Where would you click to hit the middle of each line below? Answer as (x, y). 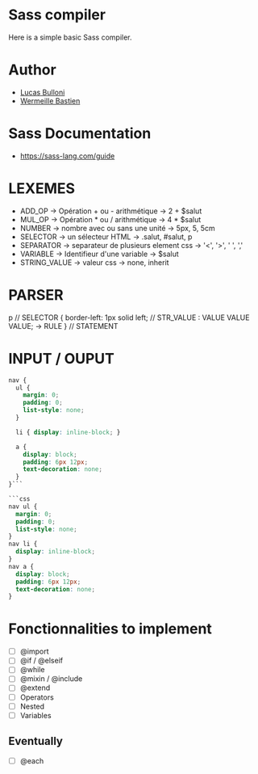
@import (34, 651)
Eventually (35, 741)
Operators (37, 697)
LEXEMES (42, 188)
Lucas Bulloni (42, 92)
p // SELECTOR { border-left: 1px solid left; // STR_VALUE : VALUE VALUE (129, 318)
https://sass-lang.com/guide (67, 156)
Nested (32, 706)
